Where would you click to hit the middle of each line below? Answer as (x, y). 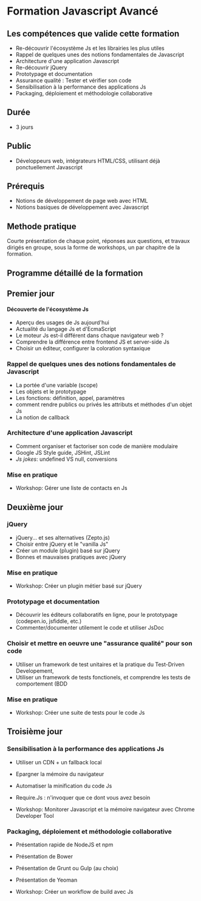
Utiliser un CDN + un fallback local (59, 762)
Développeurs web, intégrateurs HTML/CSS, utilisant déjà (88, 161)
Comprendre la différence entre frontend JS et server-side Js (92, 342)
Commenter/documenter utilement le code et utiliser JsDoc (90, 628)
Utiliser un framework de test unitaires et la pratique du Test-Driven (100, 664)
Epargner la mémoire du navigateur (60, 774)
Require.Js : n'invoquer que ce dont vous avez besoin (83, 797)
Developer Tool (35, 815)
